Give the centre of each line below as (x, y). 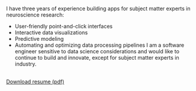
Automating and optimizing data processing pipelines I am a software (99, 45)
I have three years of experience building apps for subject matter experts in (98, 9)
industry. (26, 64)
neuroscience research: (35, 15)
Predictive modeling (39, 39)
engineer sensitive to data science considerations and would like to (97, 51)
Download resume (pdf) (35, 82)
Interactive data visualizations (51, 32)
